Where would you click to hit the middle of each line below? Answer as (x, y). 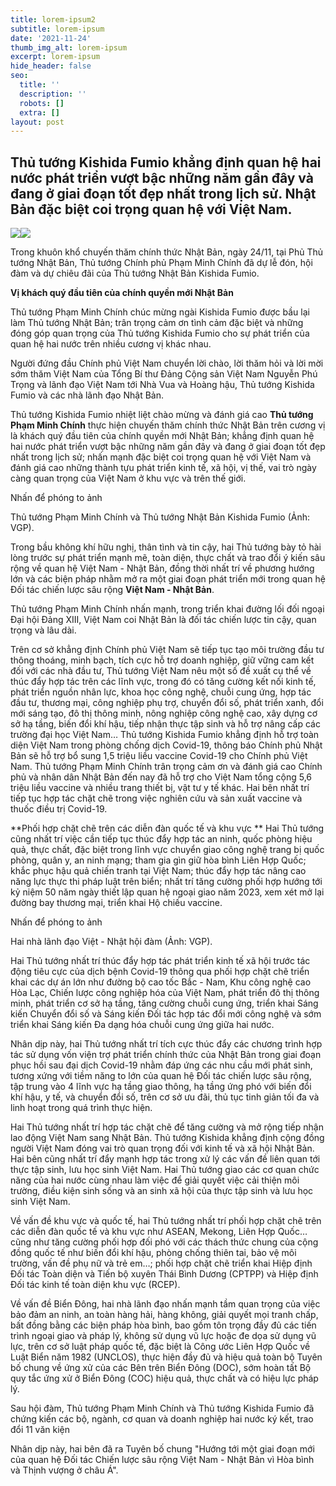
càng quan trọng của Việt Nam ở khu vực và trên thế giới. (128, 478)
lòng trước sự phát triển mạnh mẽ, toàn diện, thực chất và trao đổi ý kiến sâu (168, 558)
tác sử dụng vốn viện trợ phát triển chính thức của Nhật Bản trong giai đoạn (166, 1055)
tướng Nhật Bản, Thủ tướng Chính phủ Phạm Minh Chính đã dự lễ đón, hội (161, 263)
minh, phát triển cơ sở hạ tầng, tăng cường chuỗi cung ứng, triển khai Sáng (164, 1003)
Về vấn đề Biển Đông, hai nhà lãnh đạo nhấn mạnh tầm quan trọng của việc (165, 1304)
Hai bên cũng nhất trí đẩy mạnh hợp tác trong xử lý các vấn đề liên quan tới (165, 1159)
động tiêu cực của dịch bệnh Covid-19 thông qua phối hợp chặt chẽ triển (160, 972)
